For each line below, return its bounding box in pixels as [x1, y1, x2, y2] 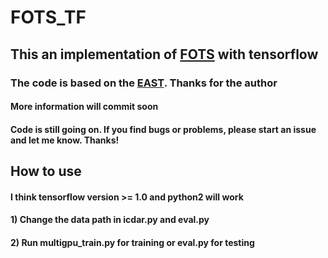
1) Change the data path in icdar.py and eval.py [10, 214, 210, 226]
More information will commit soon [10, 101, 159, 113]
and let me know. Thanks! [10, 134, 120, 146]
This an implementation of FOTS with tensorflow [10, 46, 319, 63]
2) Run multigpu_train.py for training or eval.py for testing [10, 236, 255, 248]
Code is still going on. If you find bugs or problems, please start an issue [10, 123, 317, 135]
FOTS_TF [10, 6, 87, 29]
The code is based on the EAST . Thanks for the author [10, 76, 278, 90]
